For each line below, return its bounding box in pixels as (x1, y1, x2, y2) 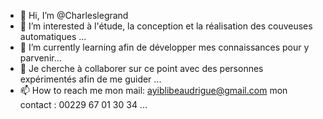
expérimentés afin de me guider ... (19, 73, 162, 85)
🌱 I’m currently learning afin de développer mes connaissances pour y (19, 41, 310, 53)
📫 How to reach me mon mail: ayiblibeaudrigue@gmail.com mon (19, 85, 288, 96)
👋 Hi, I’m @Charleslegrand (19, 10, 129, 21)
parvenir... (19, 52, 62, 64)
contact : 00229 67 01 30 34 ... (19, 99, 148, 110)
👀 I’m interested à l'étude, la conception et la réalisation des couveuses (19, 20, 313, 32)
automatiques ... (19, 31, 87, 42)
